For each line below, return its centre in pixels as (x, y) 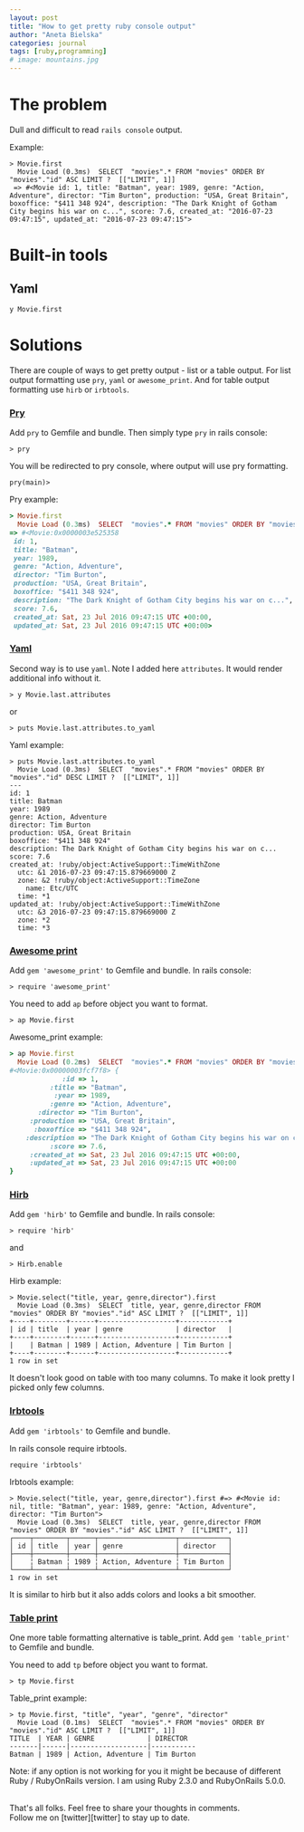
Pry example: (34, 500)
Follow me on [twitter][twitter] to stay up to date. (100, 1818)
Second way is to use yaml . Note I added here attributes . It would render (146, 668)
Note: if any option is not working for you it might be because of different (145, 1771)
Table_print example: (48, 1698)
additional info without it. (55, 678)
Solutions (46, 345)
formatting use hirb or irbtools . (69, 389)
